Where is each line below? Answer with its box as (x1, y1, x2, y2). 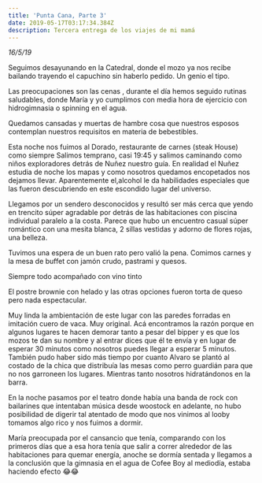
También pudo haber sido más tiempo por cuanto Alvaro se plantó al (8, 352, 230, 362)
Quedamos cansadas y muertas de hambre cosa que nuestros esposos (8, 119, 240, 128)
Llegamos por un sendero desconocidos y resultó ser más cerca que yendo (8, 199, 253, 209)
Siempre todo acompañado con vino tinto (8, 272, 142, 281)
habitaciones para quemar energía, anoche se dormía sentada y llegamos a (8, 450, 253, 459)
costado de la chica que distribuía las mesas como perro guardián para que (8, 361, 253, 370)
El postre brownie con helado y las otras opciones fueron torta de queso (8, 287, 242, 296)
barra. (8, 377, 28, 387)
